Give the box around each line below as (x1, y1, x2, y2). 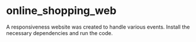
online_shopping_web (6, 4, 117, 17)
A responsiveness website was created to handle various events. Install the (6, 23, 190, 30)
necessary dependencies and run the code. (6, 29, 113, 36)
